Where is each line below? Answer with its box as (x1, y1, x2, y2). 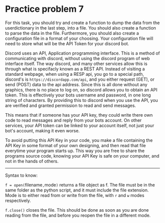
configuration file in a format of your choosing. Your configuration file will (5, 35, 154, 41)
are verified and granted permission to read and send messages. (5, 102, 136, 108)
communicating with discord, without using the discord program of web (5, 55, 150, 61)
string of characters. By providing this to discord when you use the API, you (5, 97, 158, 103)
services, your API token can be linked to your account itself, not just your (5, 122, 155, 128)
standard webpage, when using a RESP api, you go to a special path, (5, 71, 144, 77)
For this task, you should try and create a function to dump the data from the (5, 20, 160, 26)
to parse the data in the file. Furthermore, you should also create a (5, 30, 139, 36)
